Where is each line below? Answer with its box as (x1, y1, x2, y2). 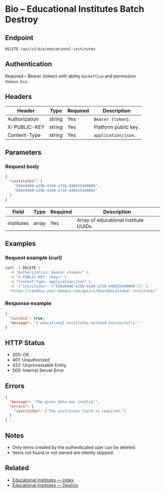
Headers (5, 93, 32, 101)
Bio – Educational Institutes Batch (5, 3, 144, 15)
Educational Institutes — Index (12, 477, 74, 483)
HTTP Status (5, 339, 45, 347)
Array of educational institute (77, 216, 144, 223)
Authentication (5, 60, 53, 69)
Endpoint (5, 34, 33, 42)
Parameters (5, 148, 42, 157)
